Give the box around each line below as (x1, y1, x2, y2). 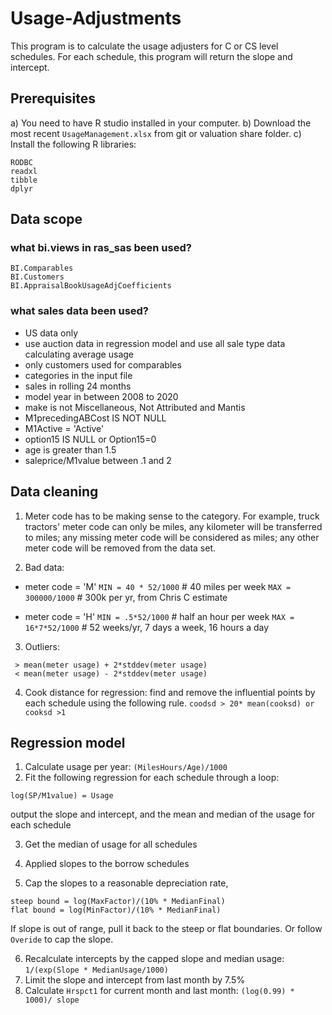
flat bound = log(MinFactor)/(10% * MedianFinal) (10, 905, 222, 916)
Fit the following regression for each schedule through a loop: (24, 772, 280, 784)
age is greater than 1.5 (24, 443, 117, 456)
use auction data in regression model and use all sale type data (24, 337, 286, 349)
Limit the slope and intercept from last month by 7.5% (24, 974, 246, 986)
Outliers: (24, 640, 60, 652)
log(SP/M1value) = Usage (10, 791, 114, 801)
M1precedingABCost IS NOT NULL (24, 412, 167, 424)
